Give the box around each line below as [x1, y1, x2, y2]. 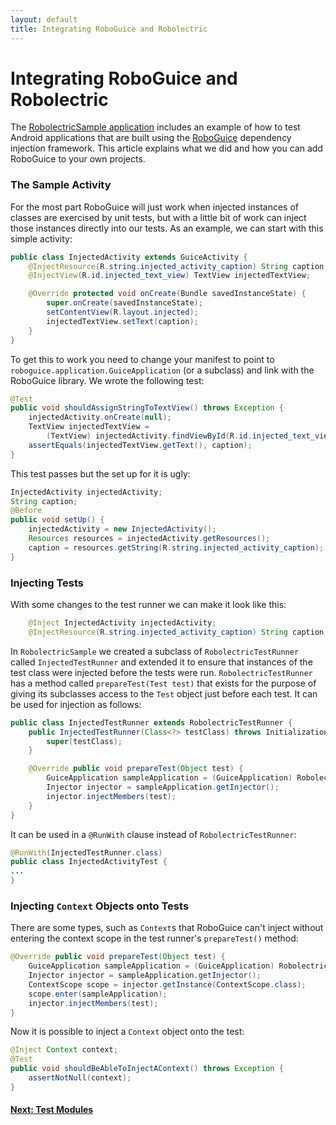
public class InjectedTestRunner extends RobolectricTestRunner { [10, 717, 293, 728]
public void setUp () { [10, 515, 105, 525]
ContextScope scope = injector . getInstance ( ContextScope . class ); [28, 979, 307, 990]
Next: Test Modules [10, 1104, 94, 1116]
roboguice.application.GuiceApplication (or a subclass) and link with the [10, 364, 315, 376]
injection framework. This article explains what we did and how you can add [10, 142, 323, 155]
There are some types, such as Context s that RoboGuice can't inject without [10, 922, 324, 934]
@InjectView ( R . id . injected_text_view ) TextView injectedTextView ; [28, 271, 311, 281]
